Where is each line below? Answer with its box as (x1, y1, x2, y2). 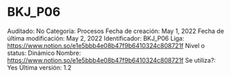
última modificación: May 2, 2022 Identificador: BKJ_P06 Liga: (7, 34, 185, 42)
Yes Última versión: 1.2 (7, 63, 72, 71)
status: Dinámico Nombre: (7, 49, 81, 57)
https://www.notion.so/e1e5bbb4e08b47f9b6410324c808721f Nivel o (7, 41, 205, 49)
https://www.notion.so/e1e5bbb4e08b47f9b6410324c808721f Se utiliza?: (7, 56, 216, 64)
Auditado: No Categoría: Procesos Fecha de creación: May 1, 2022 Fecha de (7, 27, 224, 35)
